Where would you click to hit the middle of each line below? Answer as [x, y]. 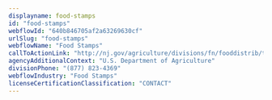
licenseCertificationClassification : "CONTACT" [90, 83]
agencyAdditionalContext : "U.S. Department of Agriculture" [112, 61]
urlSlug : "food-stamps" [49, 38]
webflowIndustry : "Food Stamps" [63, 76]
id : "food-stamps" [39, 23]
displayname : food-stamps [52, 16]
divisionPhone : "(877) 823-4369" [65, 69]
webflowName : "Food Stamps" [56, 46]
